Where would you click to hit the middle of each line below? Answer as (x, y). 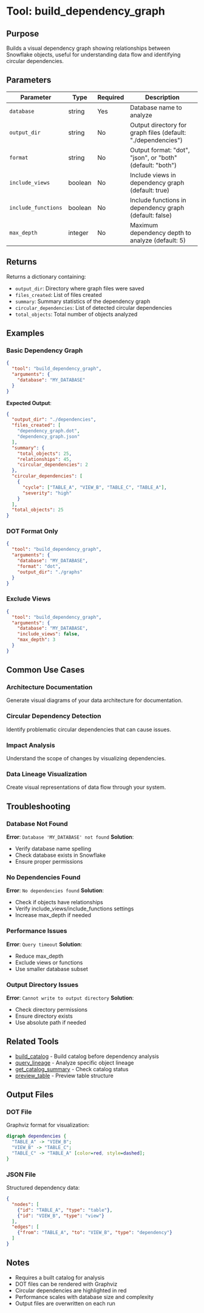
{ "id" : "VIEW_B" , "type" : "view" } (61, 1216)
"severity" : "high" (47, 493)
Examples (25, 333)
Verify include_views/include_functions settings (74, 909)
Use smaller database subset (51, 969)
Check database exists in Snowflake (60, 855)
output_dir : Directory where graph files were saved (80, 288)
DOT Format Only (32, 531)
